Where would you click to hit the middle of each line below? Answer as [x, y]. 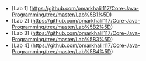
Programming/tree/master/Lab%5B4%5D [61, 51]
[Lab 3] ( [22, 33]
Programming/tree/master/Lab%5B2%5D [61, 27]
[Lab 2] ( [22, 21]
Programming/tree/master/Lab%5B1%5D [61, 15]
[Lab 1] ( [22, 8]
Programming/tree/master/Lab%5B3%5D [61, 39]
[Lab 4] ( [22, 45]
